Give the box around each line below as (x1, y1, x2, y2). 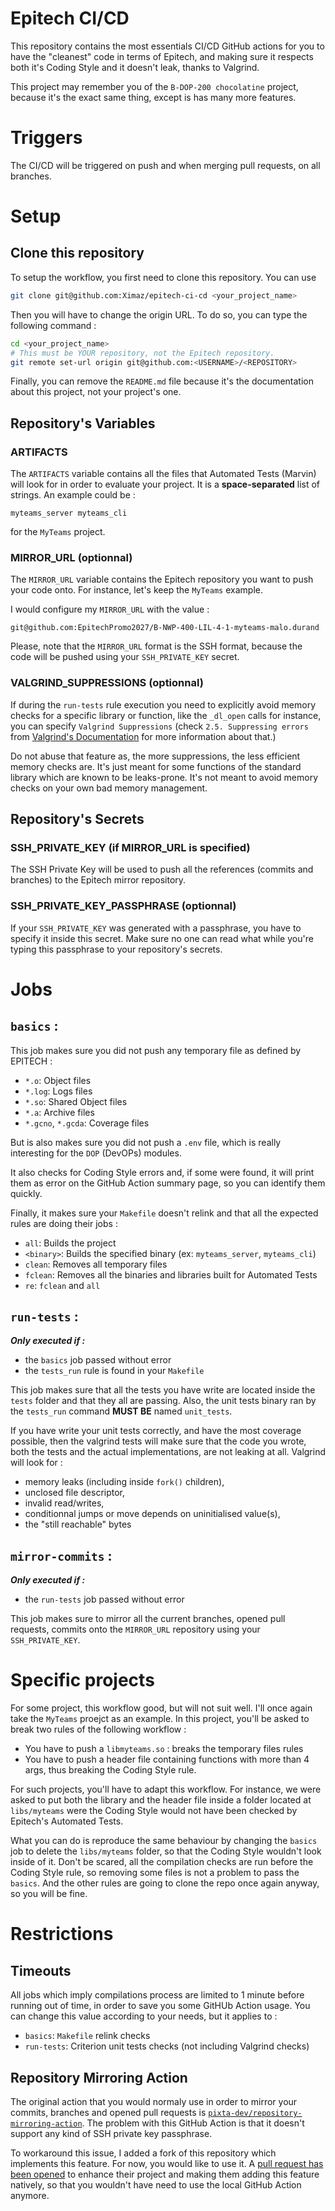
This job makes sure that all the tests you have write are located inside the (10, 1384, 316, 1396)
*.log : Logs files (24, 1085, 93, 1097)
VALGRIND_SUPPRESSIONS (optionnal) (10, 676, 204, 690)
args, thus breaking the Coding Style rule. (24, 1764, 197, 1776)
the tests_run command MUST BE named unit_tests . (10, 1405, 233, 1417)
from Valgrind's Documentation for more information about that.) (10, 730, 277, 742)
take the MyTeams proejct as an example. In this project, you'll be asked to (10, 1713, 310, 1725)
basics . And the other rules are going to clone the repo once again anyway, (10, 1877, 320, 1889)
